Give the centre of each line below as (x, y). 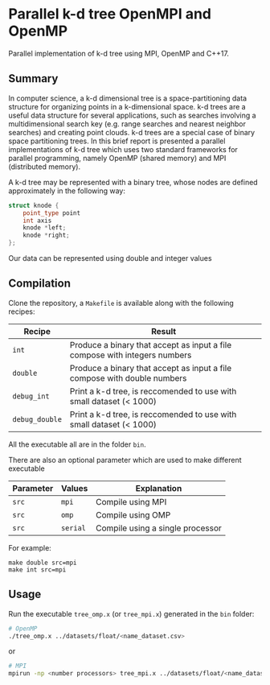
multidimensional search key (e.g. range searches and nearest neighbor (127, 124)
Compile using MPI (131, 501)
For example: (30, 547)
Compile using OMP (133, 514)
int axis (37, 221)
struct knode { (34, 205)
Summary (33, 78)
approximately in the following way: (67, 191)
